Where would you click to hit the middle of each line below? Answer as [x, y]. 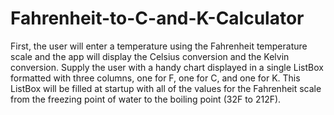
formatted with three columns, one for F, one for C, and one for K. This [155, 78]
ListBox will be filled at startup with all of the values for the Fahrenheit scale [166, 88]
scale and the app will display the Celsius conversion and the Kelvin [150, 56]
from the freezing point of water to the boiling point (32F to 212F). [146, 99]
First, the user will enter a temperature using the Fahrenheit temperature [159, 46]
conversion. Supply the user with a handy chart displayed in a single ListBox [167, 67]
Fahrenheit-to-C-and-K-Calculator [157, 18]
